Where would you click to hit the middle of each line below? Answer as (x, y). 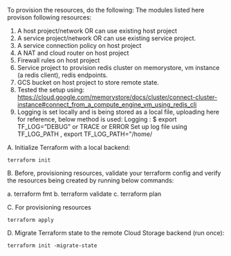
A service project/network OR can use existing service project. (107, 38)
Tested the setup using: (51, 90)
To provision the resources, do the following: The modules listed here (106, 10)
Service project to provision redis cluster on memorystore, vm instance (118, 68)
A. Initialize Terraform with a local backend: (69, 147)
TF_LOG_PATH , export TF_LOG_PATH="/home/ (85, 134)
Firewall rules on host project (58, 60)
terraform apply (30, 220)
